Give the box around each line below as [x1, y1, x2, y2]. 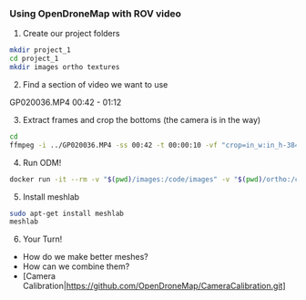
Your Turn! [22, 233, 63, 244]
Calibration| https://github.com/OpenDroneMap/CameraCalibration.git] [22, 281, 286, 292]
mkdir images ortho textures [9, 63, 120, 72]
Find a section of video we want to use [22, 78, 168, 89]
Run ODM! [22, 157, 62, 168]
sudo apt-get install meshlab [9, 209, 125, 218]
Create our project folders [22, 28, 120, 39]
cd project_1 [9, 54, 59, 64]
